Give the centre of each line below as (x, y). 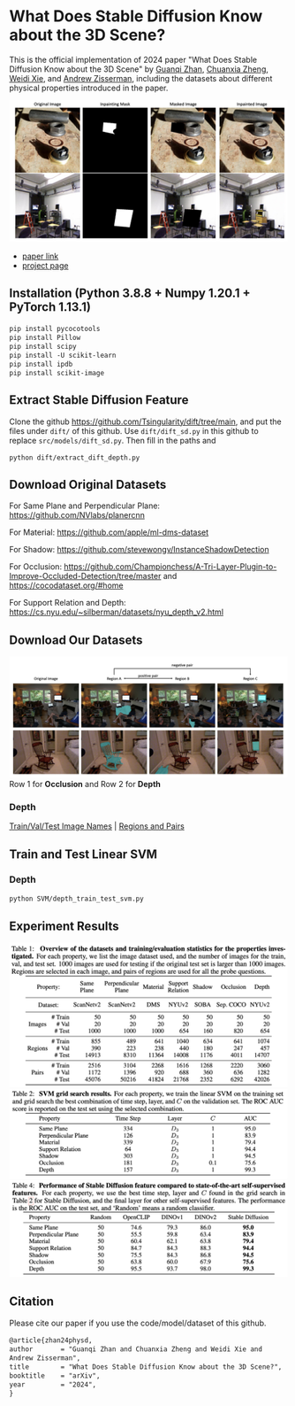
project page (45, 265)
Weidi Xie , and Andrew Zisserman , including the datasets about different (141, 78)
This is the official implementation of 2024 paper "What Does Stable (133, 59)
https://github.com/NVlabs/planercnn (77, 515)
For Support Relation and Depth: (68, 603)
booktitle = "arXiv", (55, 1375)
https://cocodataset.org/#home (66, 585)
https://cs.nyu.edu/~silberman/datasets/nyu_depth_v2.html (116, 612)
